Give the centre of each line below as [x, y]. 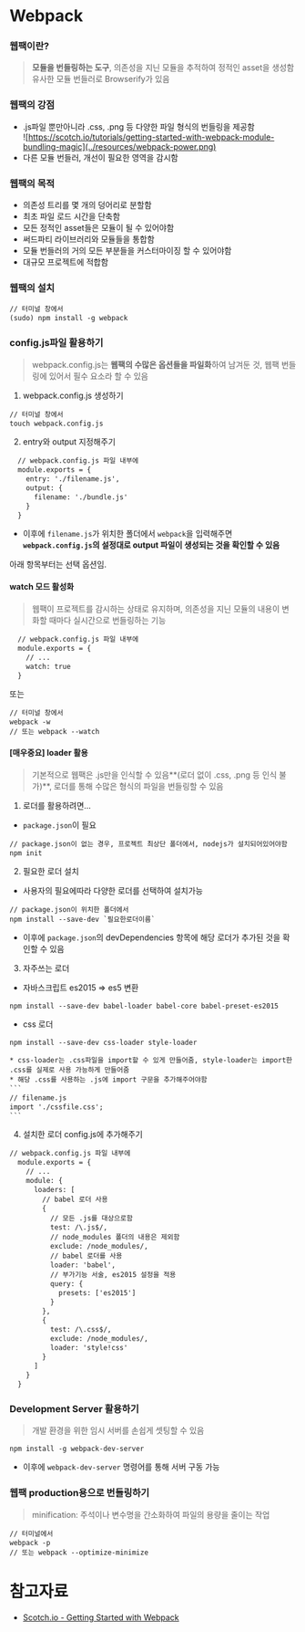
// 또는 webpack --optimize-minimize [79, 1553]
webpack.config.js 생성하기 [73, 395]
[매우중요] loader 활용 [49, 753]
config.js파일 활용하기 [56, 343]
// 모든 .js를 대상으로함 [91, 1219]
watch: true [48, 666]
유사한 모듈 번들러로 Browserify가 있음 [101, 79]
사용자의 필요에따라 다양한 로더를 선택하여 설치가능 [112, 891]
